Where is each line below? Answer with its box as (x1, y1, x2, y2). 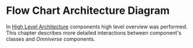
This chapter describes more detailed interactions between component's (6, 29, 182, 36)
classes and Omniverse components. (6, 35, 95, 42)
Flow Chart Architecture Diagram (6, 4, 170, 17)
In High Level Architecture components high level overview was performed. (6, 23, 188, 30)
